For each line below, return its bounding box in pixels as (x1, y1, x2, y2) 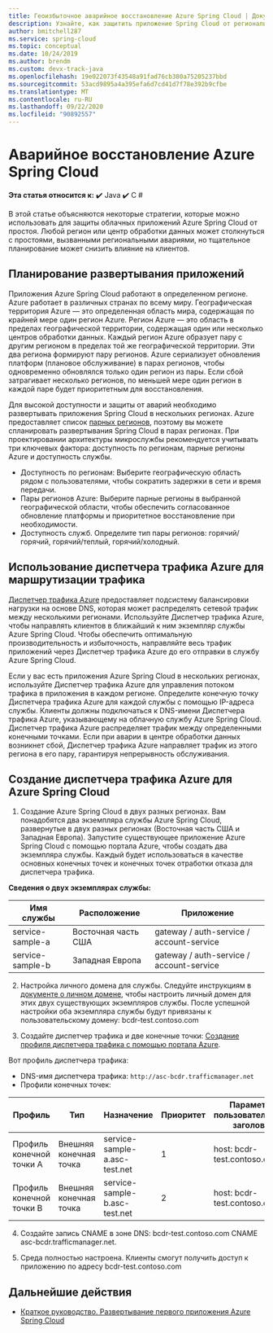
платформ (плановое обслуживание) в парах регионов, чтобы (8, 357, 225, 367)
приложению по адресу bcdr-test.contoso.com (19, 1261, 182, 1271)
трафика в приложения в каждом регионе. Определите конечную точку (8, 688, 258, 698)
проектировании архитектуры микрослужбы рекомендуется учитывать (8, 434, 258, 444)
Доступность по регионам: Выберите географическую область (19, 467, 241, 477)
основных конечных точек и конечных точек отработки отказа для (19, 858, 253, 868)
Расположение (78, 907, 141, 919)
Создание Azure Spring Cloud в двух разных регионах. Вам (19, 807, 226, 817)
